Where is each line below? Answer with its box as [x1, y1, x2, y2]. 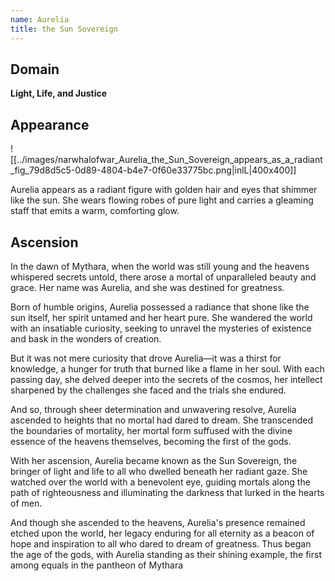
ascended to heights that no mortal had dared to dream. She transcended [10, 414, 314, 426]
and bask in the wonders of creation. [10, 332, 162, 345]
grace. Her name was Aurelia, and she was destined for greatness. [10, 281, 285, 293]
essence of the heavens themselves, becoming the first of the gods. [10, 435, 292, 447]
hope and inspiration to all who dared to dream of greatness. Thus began [10, 537, 312, 550]
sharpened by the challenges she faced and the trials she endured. [10, 384, 287, 396]
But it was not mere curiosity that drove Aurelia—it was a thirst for [10, 352, 282, 364]
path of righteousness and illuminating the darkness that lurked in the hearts [10, 486, 325, 498]
